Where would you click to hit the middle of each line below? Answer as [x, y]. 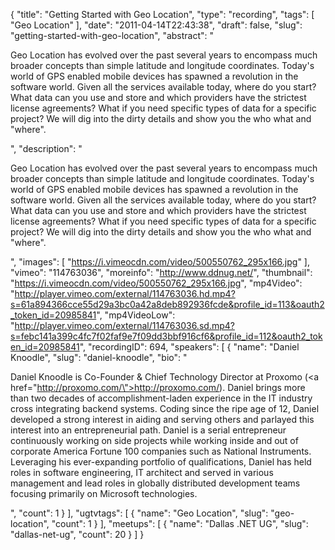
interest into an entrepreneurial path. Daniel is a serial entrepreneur [148, 430]
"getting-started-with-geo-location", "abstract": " [112, 35]
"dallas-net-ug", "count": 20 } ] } [77, 534]
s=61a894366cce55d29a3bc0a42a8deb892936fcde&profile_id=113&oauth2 [167, 304]
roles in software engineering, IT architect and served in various [142, 472]
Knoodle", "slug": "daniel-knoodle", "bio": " [99, 357]
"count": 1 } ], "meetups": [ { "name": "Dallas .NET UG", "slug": [180, 523]
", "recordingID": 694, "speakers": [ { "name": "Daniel [189, 347]
